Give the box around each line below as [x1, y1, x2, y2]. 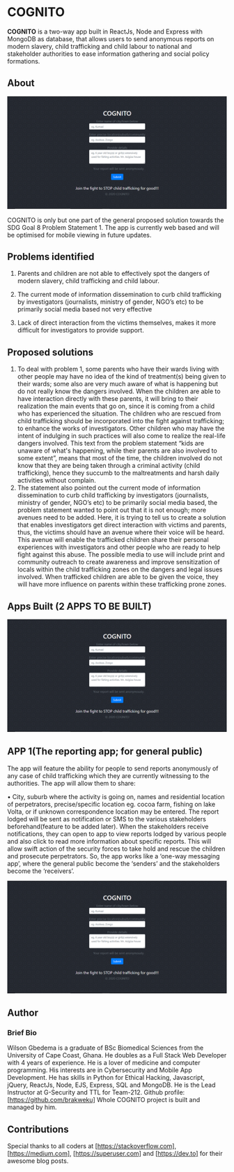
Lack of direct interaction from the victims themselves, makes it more [17, 318, 217, 327]
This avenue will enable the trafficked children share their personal [17, 536, 209, 544]
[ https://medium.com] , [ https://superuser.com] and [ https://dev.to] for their [7, 1150, 223, 1158]
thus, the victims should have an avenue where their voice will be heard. [17, 528, 225, 536]
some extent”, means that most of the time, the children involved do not [17, 454, 223, 462]
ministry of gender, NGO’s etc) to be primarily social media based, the [17, 499, 218, 507]
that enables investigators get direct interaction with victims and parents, [17, 521, 227, 529]
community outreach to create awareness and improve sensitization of [17, 558, 221, 566]
